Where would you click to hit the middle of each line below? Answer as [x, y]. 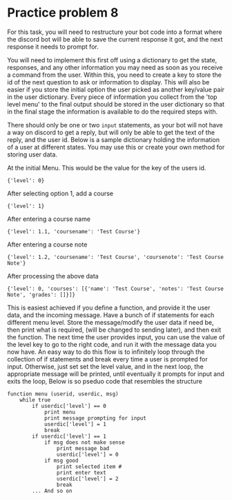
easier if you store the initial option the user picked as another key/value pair [116, 89]
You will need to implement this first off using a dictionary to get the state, [112, 60]
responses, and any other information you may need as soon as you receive [115, 67]
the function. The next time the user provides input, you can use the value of [116, 337]
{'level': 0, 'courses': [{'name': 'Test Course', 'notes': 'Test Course [116, 289]
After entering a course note [47, 244]
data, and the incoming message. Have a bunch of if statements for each [111, 315]
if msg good [61, 461]
